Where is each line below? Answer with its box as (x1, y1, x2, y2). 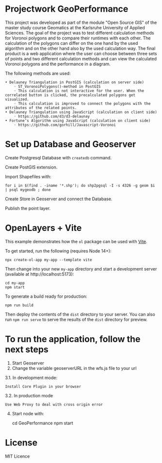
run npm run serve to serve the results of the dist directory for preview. (5, 316, 148, 322)
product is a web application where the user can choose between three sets (5, 50, 157, 57)
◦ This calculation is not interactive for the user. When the (14, 88, 145, 93)
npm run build (5, 303, 34, 308)
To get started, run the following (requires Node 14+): (5, 248, 112, 254)
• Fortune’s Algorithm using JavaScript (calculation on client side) (5, 118, 151, 123)
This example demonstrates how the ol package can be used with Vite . (5, 238, 147, 244)
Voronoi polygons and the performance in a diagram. (5, 61, 111, 67)
